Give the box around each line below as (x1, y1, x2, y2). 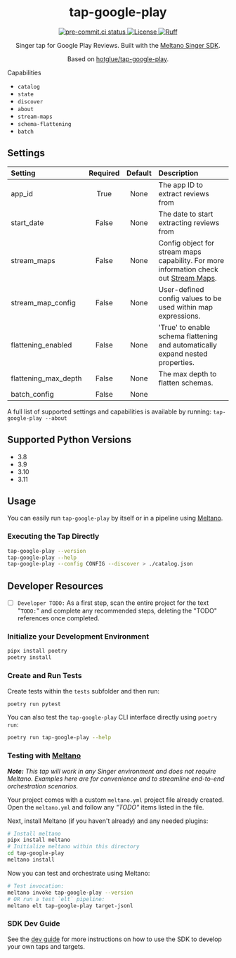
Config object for (158, 238, 215, 248)
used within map (158, 302, 213, 312)
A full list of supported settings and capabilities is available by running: (7, 407, 212, 416)
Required (88, 168, 120, 178)
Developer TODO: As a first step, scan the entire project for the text (17, 599, 209, 607)
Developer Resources (7, 580, 104, 592)
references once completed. (17, 614, 100, 622)
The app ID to (158, 180, 204, 190)
